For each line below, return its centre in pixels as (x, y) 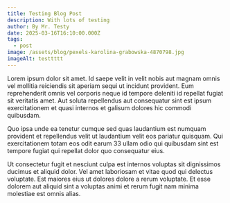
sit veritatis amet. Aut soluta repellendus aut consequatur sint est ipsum (109, 100)
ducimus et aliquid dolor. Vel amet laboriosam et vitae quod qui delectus (110, 171)
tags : (15, 39)
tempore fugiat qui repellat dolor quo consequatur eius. (86, 150)
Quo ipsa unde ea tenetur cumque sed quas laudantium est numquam (107, 128)
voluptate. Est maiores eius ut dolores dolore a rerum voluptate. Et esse (109, 179)
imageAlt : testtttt (35, 59)
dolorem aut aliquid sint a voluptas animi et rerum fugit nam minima (103, 186)
